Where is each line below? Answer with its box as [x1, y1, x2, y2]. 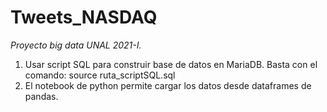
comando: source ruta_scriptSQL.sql [24, 69, 176, 81]
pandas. [24, 90, 59, 102]
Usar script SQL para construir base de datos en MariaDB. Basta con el [24, 58, 318, 70]
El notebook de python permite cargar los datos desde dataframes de [24, 79, 312, 91]
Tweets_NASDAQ [10, 6, 158, 29]
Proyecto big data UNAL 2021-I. [10, 39, 142, 51]
